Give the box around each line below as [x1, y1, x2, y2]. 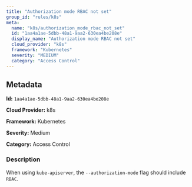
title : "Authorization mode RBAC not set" [6, 8, 112, 15]
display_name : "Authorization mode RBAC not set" [11, 36, 135, 42]
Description [6, 155, 41, 163]
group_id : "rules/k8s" [6, 14, 62, 20]
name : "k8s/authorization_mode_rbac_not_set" [11, 25, 125, 31]
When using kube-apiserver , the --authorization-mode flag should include [6, 169, 186, 176]
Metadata [6, 79, 42, 89]
